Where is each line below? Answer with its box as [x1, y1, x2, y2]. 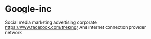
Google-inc [5, 3, 52, 14]
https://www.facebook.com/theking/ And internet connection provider [5, 24, 146, 30]
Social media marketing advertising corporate [5, 19, 97, 25]
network [5, 29, 22, 35]
